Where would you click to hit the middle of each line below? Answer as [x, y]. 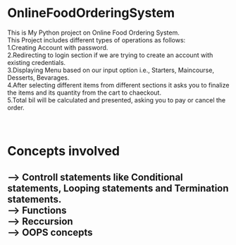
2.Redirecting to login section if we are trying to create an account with [110, 55]
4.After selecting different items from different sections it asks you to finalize [118, 85]
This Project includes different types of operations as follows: [97, 40]
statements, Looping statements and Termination [118, 188]
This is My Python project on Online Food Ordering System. [93, 32]
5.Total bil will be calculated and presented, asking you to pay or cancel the [117, 100]
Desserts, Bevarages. [38, 77]
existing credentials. [36, 62]
